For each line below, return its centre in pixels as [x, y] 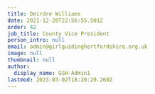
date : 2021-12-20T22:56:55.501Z [55, 20]
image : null [25, 54]
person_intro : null [36, 40]
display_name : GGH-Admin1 [52, 73]
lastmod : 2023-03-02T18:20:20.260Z [60, 80]
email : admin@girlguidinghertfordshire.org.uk [77, 47]
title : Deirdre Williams [44, 14]
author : [19, 66]
